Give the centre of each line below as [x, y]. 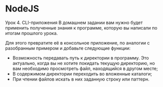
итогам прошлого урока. [32, 33]
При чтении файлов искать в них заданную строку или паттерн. [81, 79]
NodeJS [22, 9]
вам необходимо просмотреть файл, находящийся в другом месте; [85, 68]
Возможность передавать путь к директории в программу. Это [80, 57]
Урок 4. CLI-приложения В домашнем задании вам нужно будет [74, 22]
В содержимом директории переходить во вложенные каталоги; [82, 73]
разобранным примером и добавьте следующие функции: [68, 48]
